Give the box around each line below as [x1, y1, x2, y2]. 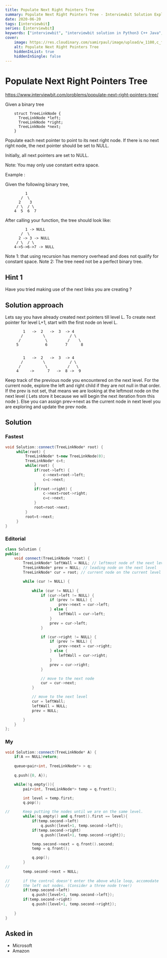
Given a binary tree [5, 101, 44, 107]
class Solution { [5, 547, 41, 552]
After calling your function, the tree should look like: [5, 217, 111, 223]
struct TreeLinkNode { [14, 111, 61, 116]
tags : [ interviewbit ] [5, 21, 50, 26]
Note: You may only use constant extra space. [5, 162, 99, 168]
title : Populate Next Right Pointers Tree [5, 7, 94, 12]
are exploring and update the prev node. [5, 403, 88, 410]
